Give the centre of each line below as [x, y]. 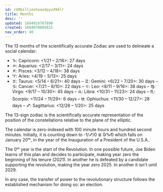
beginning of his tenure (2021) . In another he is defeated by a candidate [77, 159]
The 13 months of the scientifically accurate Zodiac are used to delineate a [80, 46]
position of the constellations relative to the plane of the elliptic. [68, 120]
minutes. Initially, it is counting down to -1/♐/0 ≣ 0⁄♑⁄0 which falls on [74, 135]
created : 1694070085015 [29, 28]
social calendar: [21, 51]
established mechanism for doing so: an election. [54, 184]
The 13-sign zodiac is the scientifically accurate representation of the [74, 115]
